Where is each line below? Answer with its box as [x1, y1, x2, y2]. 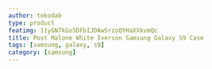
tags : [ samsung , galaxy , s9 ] [8, 41, 105, 49]
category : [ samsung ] [8, 48, 77, 56]
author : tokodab [8, 11, 62, 20]
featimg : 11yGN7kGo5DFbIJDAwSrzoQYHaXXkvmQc [8, 26, 158, 34]
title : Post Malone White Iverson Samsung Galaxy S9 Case [8, 33, 204, 42]
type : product [8, 19, 56, 27]
